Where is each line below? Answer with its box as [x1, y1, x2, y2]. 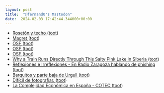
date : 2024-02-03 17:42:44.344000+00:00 [5, 16, 92, 21]
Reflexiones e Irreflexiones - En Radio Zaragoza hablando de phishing [12, 61, 156, 67]
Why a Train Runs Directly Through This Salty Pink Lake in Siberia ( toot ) [12, 56, 160, 62]
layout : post [5, 7, 32, 12]
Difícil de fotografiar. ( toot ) [12, 77, 67, 83]
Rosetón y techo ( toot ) [12, 30, 59, 36]
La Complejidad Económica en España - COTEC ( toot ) [12, 83, 123, 89]
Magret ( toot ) [12, 35, 40, 41]
